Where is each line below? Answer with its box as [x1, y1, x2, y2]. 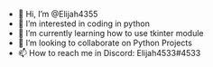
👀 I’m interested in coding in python [17, 18, 151, 29]
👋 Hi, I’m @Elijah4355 [17, 9, 98, 19]
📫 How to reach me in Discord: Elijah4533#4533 [17, 48, 201, 58]
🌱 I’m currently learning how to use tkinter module [17, 28, 204, 38]
